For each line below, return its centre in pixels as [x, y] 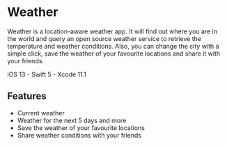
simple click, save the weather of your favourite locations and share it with [114, 54]
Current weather [41, 113]
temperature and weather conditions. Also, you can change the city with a [113, 46]
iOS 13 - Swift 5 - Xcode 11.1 [47, 74]
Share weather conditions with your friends [79, 135]
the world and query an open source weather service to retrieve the [104, 38]
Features [27, 96]
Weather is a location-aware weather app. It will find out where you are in [112, 31]
